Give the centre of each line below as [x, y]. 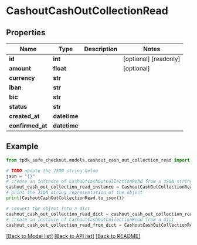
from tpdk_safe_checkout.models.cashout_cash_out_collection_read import [98, 160]
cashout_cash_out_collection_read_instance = [62, 187]
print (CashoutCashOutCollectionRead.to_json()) [65, 198]
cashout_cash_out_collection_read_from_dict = [64, 225]
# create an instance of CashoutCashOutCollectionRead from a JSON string [99, 182]
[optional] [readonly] [152, 59]
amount [20, 68]
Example [22, 147]
